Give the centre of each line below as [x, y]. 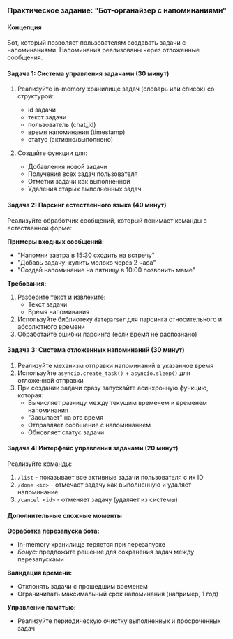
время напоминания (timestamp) [76, 132]
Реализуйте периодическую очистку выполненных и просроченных [119, 621]
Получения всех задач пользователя [83, 174]
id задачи [42, 110]
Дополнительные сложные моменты [65, 515]
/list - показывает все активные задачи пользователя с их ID [110, 477]
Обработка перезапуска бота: [53, 531]
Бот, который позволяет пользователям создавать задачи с [97, 43]
